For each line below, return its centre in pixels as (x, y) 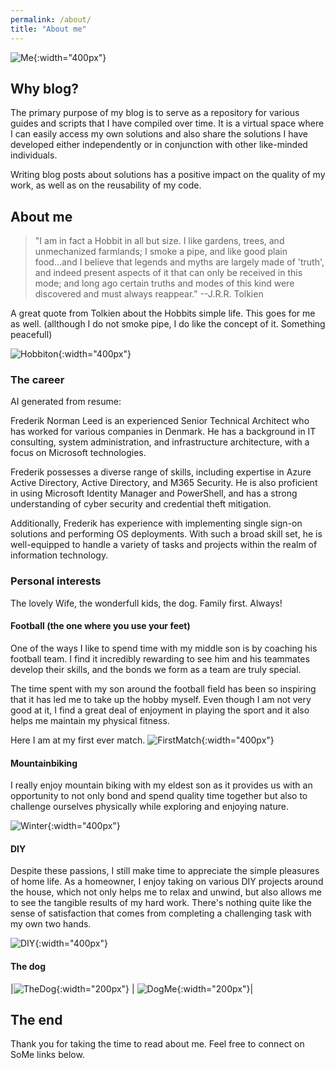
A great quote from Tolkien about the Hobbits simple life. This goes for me (163, 313)
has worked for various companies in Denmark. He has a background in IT (163, 432)
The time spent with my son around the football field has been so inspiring (163, 688)
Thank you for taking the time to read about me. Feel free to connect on (157, 1044)
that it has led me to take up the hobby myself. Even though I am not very (161, 699)
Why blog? (44, 88)
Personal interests (56, 581)
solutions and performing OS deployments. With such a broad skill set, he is (166, 534)
